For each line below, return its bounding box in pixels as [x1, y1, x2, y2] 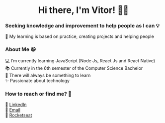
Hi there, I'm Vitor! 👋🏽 [38, 4, 129, 16]
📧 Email [5, 107, 21, 113]
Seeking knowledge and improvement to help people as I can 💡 [5, 22, 160, 29]
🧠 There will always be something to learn [5, 72, 91, 78]
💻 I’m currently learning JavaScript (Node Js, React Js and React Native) [5, 57, 156, 64]
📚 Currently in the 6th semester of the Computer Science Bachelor [5, 65, 143, 71]
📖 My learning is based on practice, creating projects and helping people [5, 33, 154, 39]
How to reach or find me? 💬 [5, 90, 72, 97]
